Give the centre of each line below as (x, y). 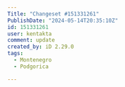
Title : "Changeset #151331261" (53, 14)
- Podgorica (31, 66)
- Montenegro (33, 60)
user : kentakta (30, 34)
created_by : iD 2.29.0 (41, 47)
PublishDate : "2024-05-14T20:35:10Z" (63, 21)
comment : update (31, 40)
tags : (15, 54)
